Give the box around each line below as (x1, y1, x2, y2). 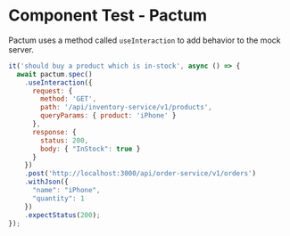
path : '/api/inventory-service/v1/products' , (40, 103, 213, 112)
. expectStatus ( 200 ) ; (24, 210, 101, 219)
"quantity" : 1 (31, 193, 86, 203)
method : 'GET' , (40, 94, 97, 103)
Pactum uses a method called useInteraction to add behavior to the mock (8, 35, 281, 45)
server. (8, 44, 35, 54)
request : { (31, 86, 73, 95)
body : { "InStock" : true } (40, 144, 141, 153)
